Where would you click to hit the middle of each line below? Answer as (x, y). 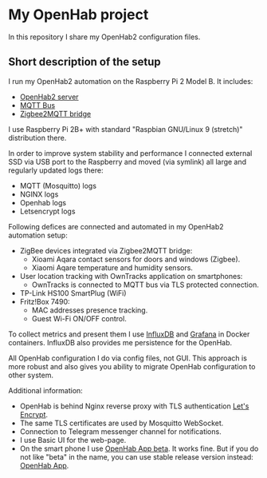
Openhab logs (43, 202)
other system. (31, 375)
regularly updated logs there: (56, 170)
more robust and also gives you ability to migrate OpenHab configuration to (132, 366)
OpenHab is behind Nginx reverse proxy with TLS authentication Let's (134, 406)
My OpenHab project (79, 15)
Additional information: (46, 390)
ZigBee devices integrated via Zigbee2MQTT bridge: (106, 250)
